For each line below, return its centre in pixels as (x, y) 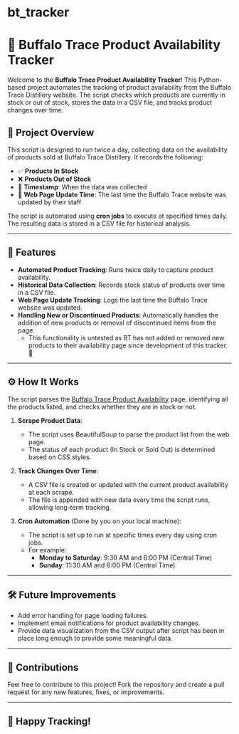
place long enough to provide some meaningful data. (95, 639)
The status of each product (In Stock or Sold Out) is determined (122, 449)
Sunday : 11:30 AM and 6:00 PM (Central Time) (107, 565)
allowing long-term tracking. (70, 507)
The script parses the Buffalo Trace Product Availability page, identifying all (118, 399)
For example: (47, 550)
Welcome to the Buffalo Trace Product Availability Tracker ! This (102, 80)
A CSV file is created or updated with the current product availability (128, 484)
